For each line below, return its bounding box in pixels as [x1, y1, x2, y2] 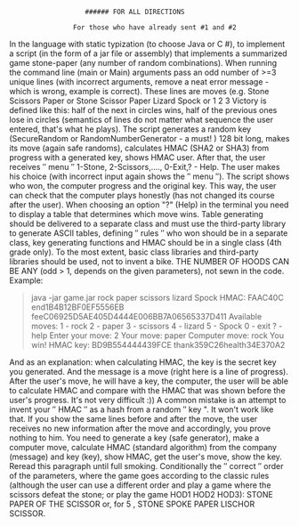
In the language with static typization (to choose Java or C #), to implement [9, 39, 286, 49]
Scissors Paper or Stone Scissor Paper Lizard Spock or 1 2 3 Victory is [9, 95, 267, 106]
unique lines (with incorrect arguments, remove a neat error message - [9, 77, 270, 87]
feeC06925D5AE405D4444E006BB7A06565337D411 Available [30, 312, 263, 321]
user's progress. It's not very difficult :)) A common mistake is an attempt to [9, 395, 287, 405]
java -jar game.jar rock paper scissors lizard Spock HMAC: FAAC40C [30, 293, 285, 303]
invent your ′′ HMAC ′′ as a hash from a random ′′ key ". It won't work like [9, 404, 274, 415]
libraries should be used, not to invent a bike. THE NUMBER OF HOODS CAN [9, 256, 290, 266]
